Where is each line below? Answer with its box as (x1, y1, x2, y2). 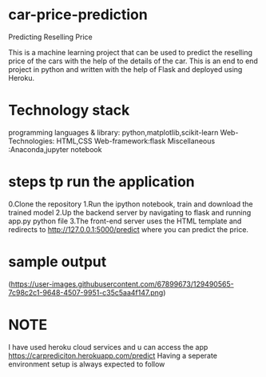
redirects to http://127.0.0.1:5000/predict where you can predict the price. (8, 224, 249, 234)
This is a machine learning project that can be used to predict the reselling (8, 47, 253, 57)
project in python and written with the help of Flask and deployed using (8, 64, 243, 74)
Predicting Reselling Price (8, 32, 93, 42)
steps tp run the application (8, 173, 195, 191)
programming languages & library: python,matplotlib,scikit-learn (8, 127, 219, 137)
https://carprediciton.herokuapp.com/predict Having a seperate (8, 351, 218, 360)
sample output (8, 253, 107, 271)
